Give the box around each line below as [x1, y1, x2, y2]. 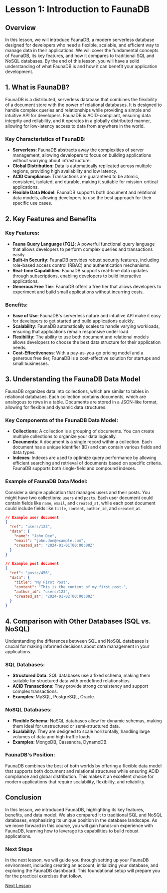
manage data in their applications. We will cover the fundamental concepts [5, 48, 159, 53]
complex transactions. [12, 688, 58, 694]
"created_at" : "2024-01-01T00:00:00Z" [14, 543, 95, 548]
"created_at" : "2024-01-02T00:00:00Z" [14, 594, 95, 599]
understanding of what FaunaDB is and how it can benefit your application [5, 64, 158, 69]
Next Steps [5, 845, 33, 852]
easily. [12, 251, 26, 257]
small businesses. [12, 360, 49, 366]
